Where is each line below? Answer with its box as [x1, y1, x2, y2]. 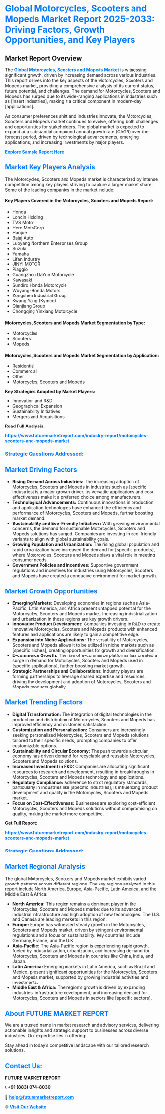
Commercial [12, 368, 37, 374]
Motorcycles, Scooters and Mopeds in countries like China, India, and [12, 953, 154, 959]
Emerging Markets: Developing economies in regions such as [12, 600, 138, 606]
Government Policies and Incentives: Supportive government [12, 562, 139, 568]
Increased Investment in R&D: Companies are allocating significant [12, 763, 150, 769]
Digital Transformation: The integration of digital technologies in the [12, 711, 152, 717]
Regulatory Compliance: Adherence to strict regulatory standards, [12, 779, 148, 785]
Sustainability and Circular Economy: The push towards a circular [12, 748, 148, 754]
